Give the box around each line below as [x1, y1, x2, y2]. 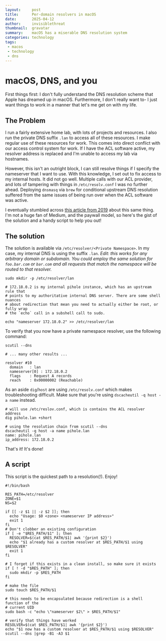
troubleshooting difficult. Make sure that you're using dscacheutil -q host [5, 391, 157, 398]
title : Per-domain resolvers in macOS [5, 12, 97, 17]
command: [5, 333, 27, 339]
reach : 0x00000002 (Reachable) [9, 377, 83, 383]
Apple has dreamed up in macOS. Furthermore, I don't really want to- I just [5, 96, 158, 102]
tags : [5, 40, 16, 45]
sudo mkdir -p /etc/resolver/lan [5, 275, 74, 281]
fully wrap [5, 306, 28, 311]
